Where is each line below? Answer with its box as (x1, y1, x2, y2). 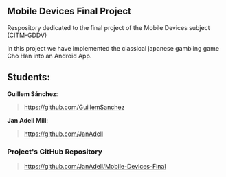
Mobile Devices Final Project (7, 5, 132, 17)
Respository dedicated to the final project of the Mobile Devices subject (7, 23, 210, 32)
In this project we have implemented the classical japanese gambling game (7, 44, 220, 52)
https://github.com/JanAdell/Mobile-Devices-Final (23, 162, 166, 170)
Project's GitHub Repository (7, 147, 103, 156)
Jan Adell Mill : (7, 116, 49, 124)
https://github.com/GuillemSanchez (23, 103, 125, 111)
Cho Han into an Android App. (7, 51, 92, 60)
